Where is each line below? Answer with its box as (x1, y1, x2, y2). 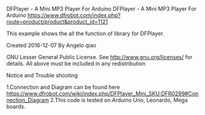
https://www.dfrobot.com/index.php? (27, 12, 121, 19)
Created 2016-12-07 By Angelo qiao (6, 42, 96, 49)
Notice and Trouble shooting (6, 72, 78, 78)
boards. (6, 103, 26, 110)
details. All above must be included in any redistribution (6, 60, 146, 67)
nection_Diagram (6, 97, 49, 103)
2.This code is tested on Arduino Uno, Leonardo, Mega (50, 97, 188, 103)
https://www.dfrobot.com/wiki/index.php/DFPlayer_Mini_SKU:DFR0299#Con (6, 90, 199, 97)
